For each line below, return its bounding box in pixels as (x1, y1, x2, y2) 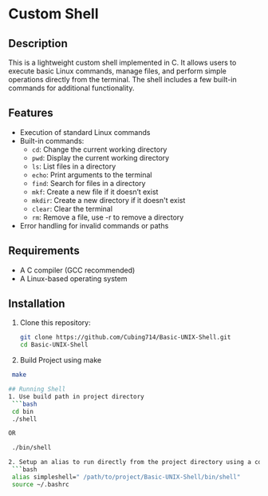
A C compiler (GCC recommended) (19, 265, 136, 275)
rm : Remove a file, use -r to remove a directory (31, 212, 184, 222)
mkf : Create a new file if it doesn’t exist (31, 187, 159, 196)
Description (8, 37, 68, 50)
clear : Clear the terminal (31, 204, 113, 213)
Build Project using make (19, 355, 102, 365)
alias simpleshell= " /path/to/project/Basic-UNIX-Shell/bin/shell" (11, 473, 241, 481)
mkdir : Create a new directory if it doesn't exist (31, 195, 186, 204)
